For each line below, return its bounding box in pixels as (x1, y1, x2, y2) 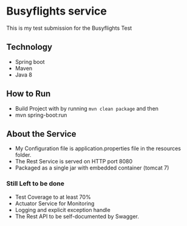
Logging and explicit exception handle (15, 206, 110, 213)
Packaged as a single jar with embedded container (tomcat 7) (15, 164, 169, 171)
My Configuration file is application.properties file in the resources (15, 145, 181, 152)
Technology (6, 42, 53, 52)
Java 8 (15, 71, 32, 78)
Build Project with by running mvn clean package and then (15, 104, 159, 112)
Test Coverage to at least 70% (15, 193, 91, 200)
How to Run (6, 89, 51, 99)
